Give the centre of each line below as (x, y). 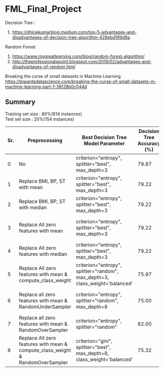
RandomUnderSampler (45, 306)
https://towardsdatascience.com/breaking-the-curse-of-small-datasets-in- (81, 81)
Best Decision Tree (104, 137)
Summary (20, 102)
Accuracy (149, 143)
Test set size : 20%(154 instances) (40, 119)
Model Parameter (104, 143)
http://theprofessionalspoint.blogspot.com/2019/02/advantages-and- (82, 61)
